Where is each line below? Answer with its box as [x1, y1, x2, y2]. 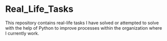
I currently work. [5, 30, 39, 36]
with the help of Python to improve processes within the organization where [5, 25, 162, 31]
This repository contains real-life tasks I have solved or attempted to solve [5, 20, 159, 26]
